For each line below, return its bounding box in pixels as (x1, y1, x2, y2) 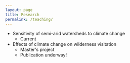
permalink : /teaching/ (5, 17, 53, 22)
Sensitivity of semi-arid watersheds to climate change (12, 31, 125, 37)
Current (20, 36, 36, 42)
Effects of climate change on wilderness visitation (12, 41, 117, 47)
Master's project (20, 46, 55, 53)
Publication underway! (20, 52, 67, 58)
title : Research (5, 12, 39, 17)
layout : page (5, 7, 33, 13)
